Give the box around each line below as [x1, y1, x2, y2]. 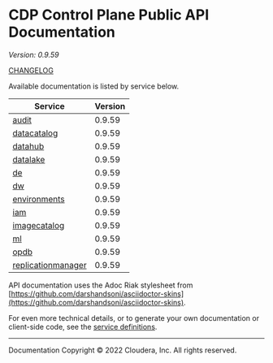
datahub [12, 140, 45, 152]
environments [12, 193, 65, 205]
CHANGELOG [8, 65, 54, 75]
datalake [12, 153, 45, 165]
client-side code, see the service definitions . [8, 322, 158, 331]
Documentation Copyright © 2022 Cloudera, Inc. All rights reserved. [8, 345, 237, 355]
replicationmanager [12, 259, 87, 270]
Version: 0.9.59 [8, 50, 59, 59]
